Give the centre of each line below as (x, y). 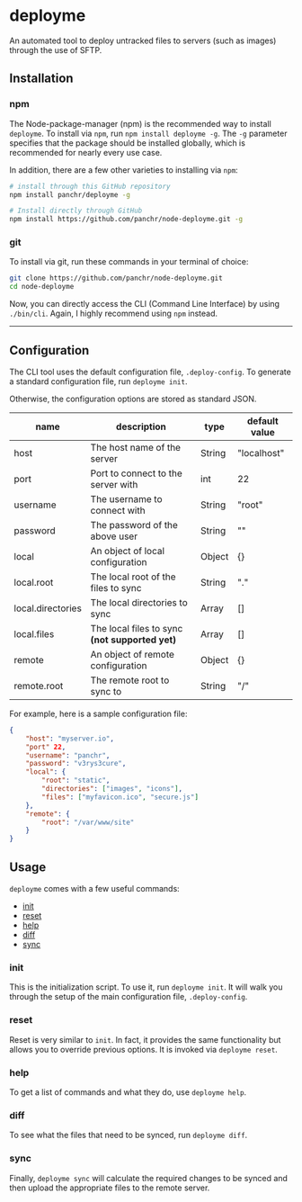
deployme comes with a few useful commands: (94, 889)
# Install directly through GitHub (76, 211)
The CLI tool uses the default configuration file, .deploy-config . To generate (151, 372)
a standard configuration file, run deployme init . (98, 381)
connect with (118, 510)
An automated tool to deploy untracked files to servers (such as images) (143, 40)
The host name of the (136, 447)
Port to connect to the (136, 473)
